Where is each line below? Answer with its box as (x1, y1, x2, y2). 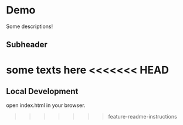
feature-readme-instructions (108, 113, 177, 120)
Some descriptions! (6, 23, 53, 30)
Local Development (6, 86, 79, 96)
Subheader (6, 40, 48, 50)
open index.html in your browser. (6, 102, 86, 109)
